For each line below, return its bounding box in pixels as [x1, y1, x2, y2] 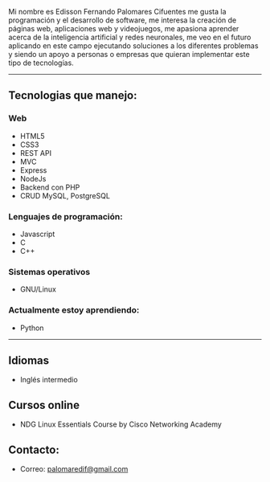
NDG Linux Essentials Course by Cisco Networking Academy [19, 419, 223, 429]
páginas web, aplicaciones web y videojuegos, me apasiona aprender [8, 24, 239, 33]
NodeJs [19, 174, 47, 183]
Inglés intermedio [19, 375, 78, 385]
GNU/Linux [19, 284, 56, 294]
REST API [19, 148, 52, 157]
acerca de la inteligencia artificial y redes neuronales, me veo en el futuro [8, 32, 252, 42]
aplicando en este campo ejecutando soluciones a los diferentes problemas [8, 41, 259, 51]
